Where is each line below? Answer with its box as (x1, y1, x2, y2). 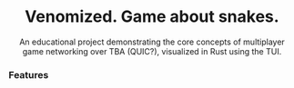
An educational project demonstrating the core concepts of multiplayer (18, 36, 286, 47)
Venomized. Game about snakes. (25, 6, 279, 27)
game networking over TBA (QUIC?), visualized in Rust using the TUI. (22, 45, 282, 56)
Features (8, 68, 49, 81)
